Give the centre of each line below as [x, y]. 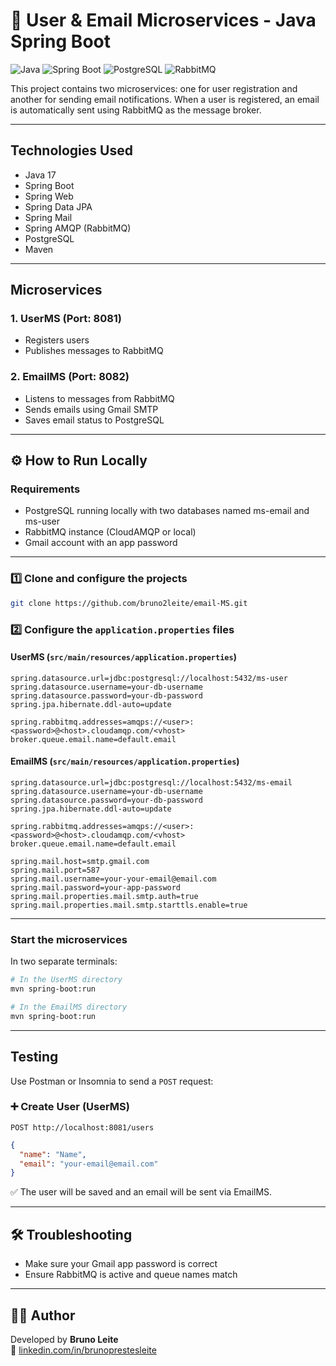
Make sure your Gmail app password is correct [121, 1264]
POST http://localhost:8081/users [82, 1127]
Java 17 [40, 175]
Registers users [57, 340]
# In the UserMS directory [66, 980]
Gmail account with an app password [101, 543]
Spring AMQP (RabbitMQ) [78, 228]
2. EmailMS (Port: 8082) [70, 377]
